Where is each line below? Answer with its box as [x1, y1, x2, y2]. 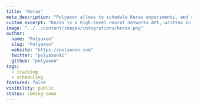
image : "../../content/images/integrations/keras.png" [6, 25, 144, 31]
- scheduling [11, 74, 44, 80]
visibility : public [6, 85, 54, 91]
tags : [6, 63, 19, 69]
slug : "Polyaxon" [11, 42, 54, 48]
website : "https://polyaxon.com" [11, 47, 94, 53]
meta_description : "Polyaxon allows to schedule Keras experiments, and [6, 14, 189, 20]
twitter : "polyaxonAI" [11, 52, 67, 58]
